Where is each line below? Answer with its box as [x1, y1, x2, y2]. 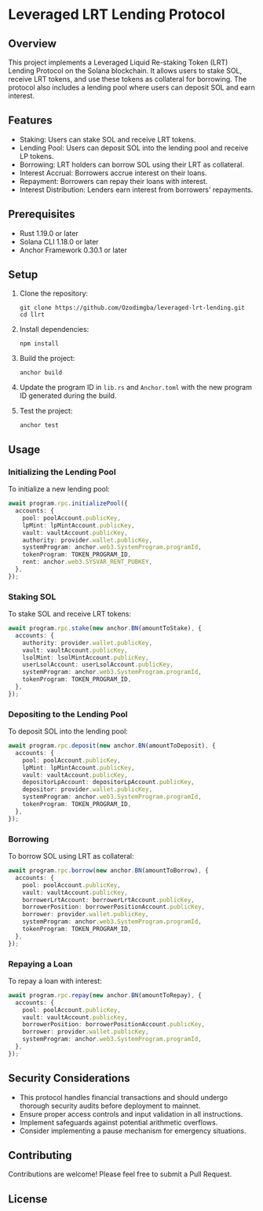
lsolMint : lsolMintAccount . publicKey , [22, 653, 149, 661]
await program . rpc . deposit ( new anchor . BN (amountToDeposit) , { [8, 742, 216, 750]
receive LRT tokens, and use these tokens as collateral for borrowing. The [8, 75, 247, 83]
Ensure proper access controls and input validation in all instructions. [19, 1109, 243, 1118]
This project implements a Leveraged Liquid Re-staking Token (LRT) [8, 57, 228, 67]
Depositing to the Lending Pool [8, 709, 128, 720]
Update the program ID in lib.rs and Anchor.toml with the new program [19, 383, 253, 392]
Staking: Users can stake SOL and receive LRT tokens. [19, 134, 196, 144]
